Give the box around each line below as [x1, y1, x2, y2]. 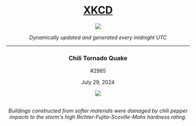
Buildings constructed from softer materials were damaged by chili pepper [8, 107, 188, 114]
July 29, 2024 [81, 79, 115, 86]
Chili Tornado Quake [68, 54, 128, 62]
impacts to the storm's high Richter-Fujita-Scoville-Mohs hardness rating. [9, 114, 187, 121]
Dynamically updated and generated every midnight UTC [29, 33, 167, 41]
